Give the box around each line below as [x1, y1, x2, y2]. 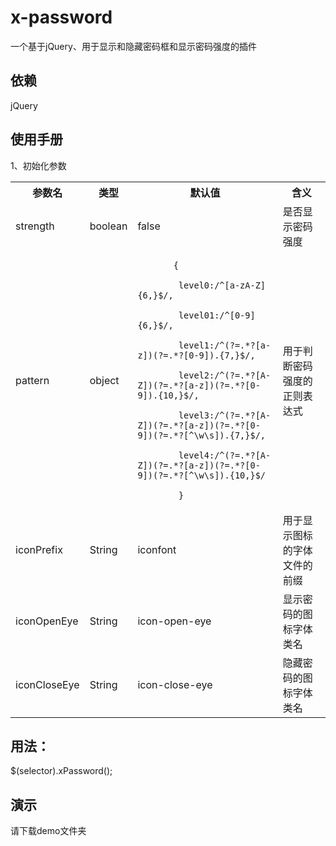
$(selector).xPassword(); [10, 765, 113, 777]
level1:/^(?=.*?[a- [178, 339, 272, 351]
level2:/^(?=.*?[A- [178, 369, 272, 381]
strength [15, 219, 55, 233]
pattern [15, 373, 50, 387]
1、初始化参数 [10, 159, 67, 171]
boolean [89, 219, 128, 233]
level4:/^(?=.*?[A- [178, 449, 272, 461]
